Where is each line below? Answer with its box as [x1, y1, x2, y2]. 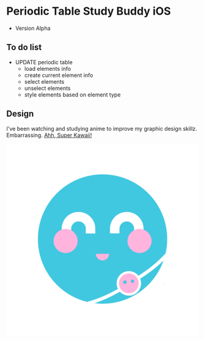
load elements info [24, 65, 71, 72]
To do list [6, 42, 42, 53]
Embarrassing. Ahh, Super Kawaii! [6, 131, 92, 139]
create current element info [24, 71, 93, 79]
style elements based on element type [24, 90, 121, 98]
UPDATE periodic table [15, 58, 73, 65]
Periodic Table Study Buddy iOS [6, 4, 171, 18]
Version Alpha [15, 24, 51, 32]
